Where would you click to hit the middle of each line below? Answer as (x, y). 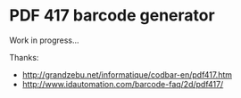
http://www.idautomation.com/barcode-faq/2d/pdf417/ (123, 84)
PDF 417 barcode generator (112, 16)
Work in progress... (44, 40)
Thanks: (24, 57)
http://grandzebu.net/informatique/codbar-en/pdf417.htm (127, 74)
